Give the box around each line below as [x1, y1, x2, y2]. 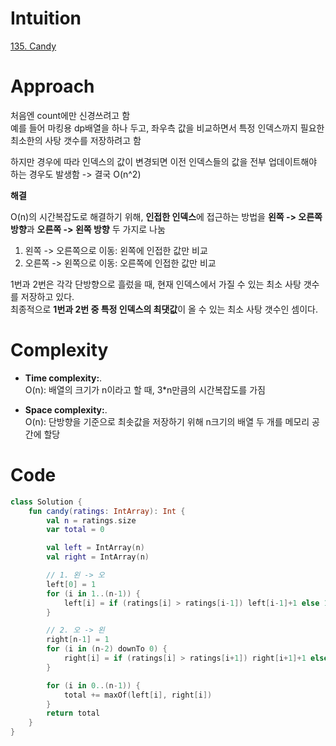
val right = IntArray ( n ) [46, 552, 150, 562]
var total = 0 [46, 525, 105, 535]
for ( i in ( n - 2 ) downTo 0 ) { [46, 644, 168, 654]
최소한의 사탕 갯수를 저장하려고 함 [10, 134, 142, 146]
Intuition [10, 7, 82, 30]
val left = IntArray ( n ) [46, 543, 145, 553]
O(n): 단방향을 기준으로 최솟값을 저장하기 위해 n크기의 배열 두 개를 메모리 [24, 415, 310, 427]
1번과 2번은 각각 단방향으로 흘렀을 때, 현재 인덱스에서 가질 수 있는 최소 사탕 [10, 278, 302, 290]
